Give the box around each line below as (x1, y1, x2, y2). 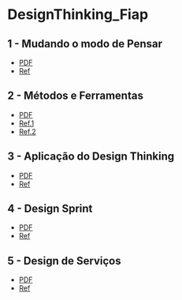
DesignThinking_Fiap (7, 6, 149, 24)
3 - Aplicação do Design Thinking (7, 150, 175, 163)
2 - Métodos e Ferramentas (7, 89, 143, 103)
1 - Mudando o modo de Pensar (7, 37, 163, 51)
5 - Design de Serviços (7, 254, 121, 268)
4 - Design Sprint (7, 202, 93, 216)
